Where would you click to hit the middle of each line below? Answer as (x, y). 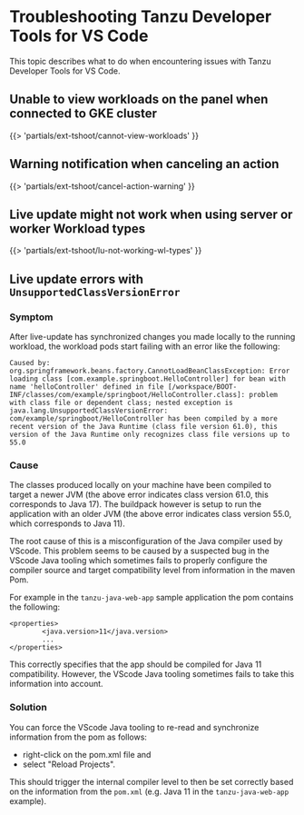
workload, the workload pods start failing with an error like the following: (145, 346)
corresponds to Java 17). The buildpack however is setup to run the (135, 504)
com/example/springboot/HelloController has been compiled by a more (144, 419)
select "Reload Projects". (69, 764)
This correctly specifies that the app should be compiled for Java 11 (136, 664)
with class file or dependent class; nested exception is (121, 403)
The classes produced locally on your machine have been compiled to (141, 485)
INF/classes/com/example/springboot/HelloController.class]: (127, 395)
